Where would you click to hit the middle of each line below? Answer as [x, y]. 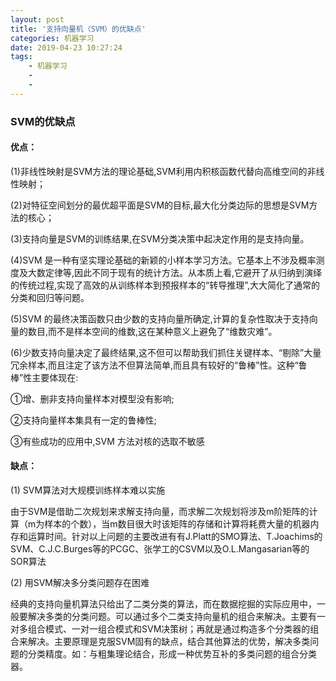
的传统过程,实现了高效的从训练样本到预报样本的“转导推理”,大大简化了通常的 [165, 285]
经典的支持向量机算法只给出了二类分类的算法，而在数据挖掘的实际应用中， [163, 604]
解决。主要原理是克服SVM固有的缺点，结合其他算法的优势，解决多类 [169, 642]
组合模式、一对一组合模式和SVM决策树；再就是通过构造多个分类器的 [169, 629]
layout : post [37, 19]
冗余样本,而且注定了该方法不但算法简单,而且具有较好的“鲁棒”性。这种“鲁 [159, 365]
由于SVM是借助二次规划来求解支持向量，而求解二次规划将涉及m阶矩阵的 [160, 512]
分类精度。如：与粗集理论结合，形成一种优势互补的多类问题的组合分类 [172, 654]
